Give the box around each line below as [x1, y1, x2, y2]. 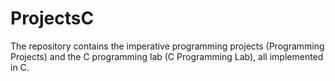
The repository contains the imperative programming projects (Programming [10, 40, 325, 52]
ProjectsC [10, 7, 95, 30]
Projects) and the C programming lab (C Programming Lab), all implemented [10, 50, 324, 62]
